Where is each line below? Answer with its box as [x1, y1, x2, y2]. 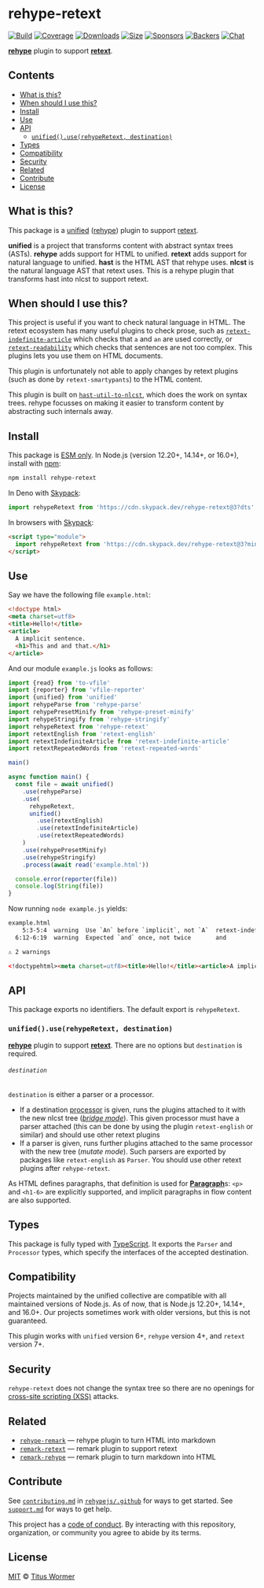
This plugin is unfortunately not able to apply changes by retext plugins [8, 367, 238, 376]
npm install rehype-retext [8, 474, 97, 482]
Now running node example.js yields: [8, 904, 128, 914]
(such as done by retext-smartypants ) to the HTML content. [8, 375, 203, 384]
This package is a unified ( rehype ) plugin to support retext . [8, 225, 199, 235]
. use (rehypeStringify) [22, 853, 97, 862]
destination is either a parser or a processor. [8, 1089, 155, 1099]
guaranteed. [8, 1316, 48, 1326]
